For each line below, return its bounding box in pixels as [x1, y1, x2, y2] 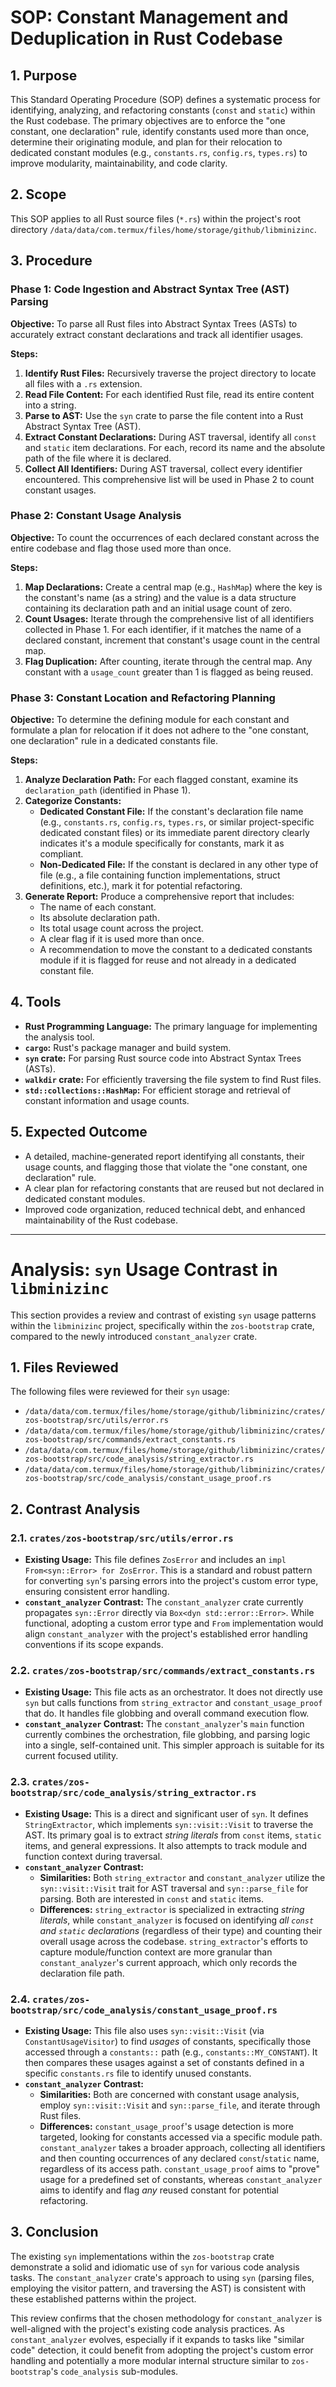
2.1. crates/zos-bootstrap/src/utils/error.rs [10, 1531, 234, 1545]
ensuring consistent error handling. [24, 1586, 170, 1598]
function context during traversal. [24, 1850, 163, 1862]
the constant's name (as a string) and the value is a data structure [24, 591, 297, 603]
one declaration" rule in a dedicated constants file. [10, 735, 218, 747]
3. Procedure [10, 252, 93, 270]
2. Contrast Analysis [10, 1501, 141, 1518]
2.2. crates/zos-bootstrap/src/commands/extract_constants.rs [10, 1664, 316, 1678]
